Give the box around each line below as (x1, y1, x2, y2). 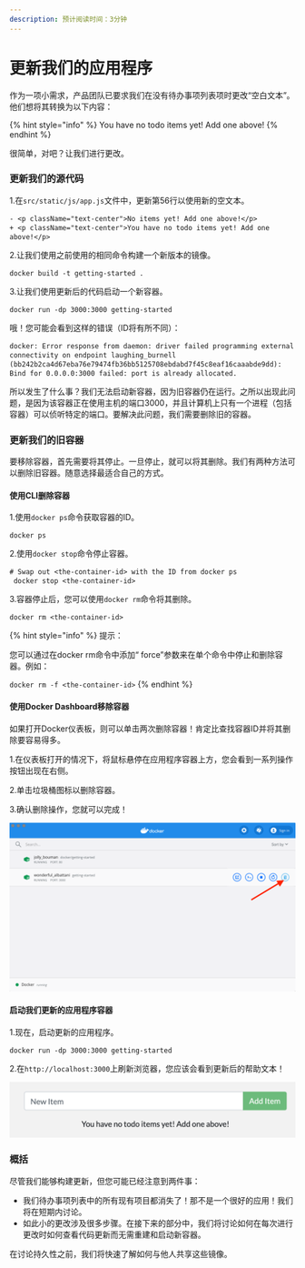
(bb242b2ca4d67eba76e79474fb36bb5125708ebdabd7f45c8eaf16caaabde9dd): (9, 359, 282, 368)
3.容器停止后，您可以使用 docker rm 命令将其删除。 (9, 594, 197, 605)
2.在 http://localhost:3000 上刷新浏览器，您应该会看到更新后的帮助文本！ (9, 1063, 285, 1074)
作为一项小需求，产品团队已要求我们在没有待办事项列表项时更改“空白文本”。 (9, 89, 295, 100)
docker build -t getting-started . (9, 268, 144, 277)
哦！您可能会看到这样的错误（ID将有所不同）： (9, 322, 181, 333)
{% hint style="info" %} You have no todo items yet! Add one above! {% (9, 119, 279, 130)
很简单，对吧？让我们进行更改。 (9, 147, 129, 158)
